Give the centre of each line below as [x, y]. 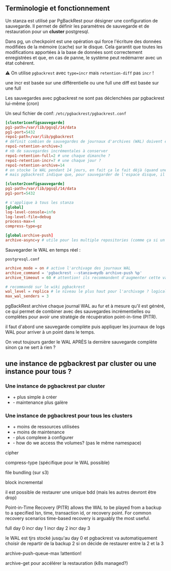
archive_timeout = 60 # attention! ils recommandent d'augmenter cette [83, 278]
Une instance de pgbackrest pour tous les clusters [69, 416]
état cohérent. [20, 63]
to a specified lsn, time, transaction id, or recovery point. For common [78, 513]
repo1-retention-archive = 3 [34, 146]
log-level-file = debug [28, 217]
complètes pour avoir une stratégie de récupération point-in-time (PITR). [81, 317]
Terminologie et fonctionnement [58, 8]
